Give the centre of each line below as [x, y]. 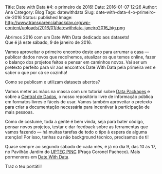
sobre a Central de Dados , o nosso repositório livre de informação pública [79, 97]
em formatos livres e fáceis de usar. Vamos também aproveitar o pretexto [79, 102]
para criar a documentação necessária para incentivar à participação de [77, 107]
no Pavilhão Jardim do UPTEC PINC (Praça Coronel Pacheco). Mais [72, 152]
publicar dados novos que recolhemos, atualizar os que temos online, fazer [81, 57]
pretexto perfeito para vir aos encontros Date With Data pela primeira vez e [80, 67]
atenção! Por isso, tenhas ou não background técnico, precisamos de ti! [77, 137]
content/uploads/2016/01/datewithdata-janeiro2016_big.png [65, 28]
